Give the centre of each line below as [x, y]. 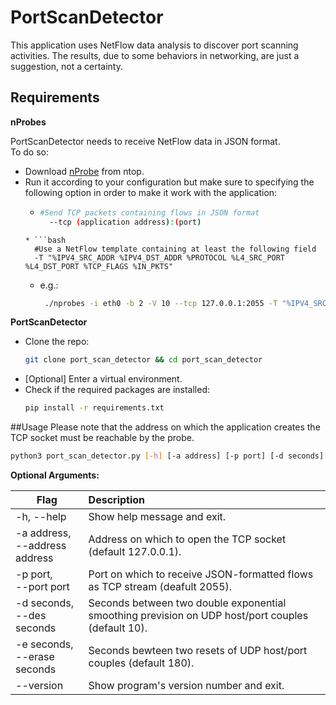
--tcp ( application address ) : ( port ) [125, 222]
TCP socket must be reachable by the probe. [102, 438]
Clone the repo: [57, 342]
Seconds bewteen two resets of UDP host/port [198, 650]
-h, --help [41, 516]
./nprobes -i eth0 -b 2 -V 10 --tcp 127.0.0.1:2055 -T [161, 303]
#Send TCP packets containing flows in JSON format [149, 212]
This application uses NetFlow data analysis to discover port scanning [154, 45]
